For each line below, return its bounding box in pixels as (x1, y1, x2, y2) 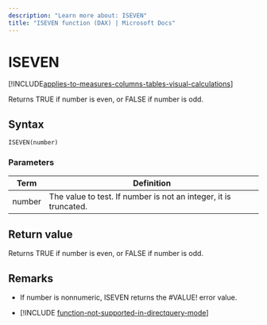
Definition (132, 178, 172, 189)
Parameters (8, 157, 54, 168)
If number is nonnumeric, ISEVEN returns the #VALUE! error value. (19, 292, 238, 302)
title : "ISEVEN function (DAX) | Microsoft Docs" (8, 19, 176, 27)
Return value (8, 227, 73, 241)
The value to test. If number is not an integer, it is (48, 191, 232, 202)
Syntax (8, 117, 44, 131)
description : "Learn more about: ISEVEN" (8, 11, 148, 20)
